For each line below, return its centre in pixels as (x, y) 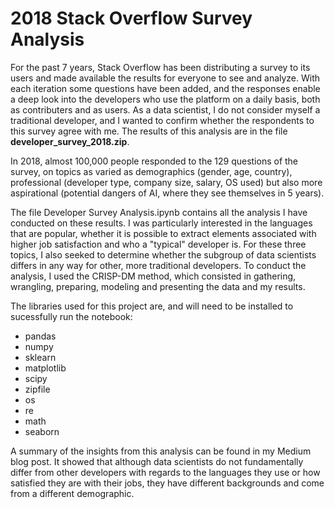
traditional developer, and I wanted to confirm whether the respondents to (162, 120)
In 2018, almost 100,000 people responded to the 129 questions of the (154, 161)
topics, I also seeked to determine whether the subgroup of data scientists (163, 254)
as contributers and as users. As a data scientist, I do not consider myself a (165, 109)
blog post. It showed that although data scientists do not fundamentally (157, 461)
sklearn (40, 357)
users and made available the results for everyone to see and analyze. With (165, 78)
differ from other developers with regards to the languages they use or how (165, 472)
